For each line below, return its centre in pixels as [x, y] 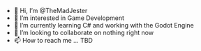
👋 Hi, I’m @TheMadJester [51, 11]
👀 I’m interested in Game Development [69, 18]
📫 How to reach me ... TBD [53, 40]
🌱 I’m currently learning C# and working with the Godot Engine [104, 25]
